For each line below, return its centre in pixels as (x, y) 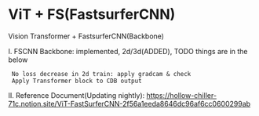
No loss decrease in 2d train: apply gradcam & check (101, 74)
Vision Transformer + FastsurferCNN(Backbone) (86, 36)
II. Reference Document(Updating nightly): (77, 95)
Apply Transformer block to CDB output (77, 81)
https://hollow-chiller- (182, 95)
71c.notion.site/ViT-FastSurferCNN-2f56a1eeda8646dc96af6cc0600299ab (129, 103)
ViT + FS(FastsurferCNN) (92, 14)
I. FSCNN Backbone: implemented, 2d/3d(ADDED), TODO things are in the (128, 51)
